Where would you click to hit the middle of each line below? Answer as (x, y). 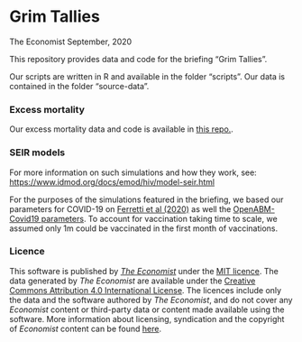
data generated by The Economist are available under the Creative (133, 281)
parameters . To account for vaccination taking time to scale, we (159, 218)
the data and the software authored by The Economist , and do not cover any (151, 300)
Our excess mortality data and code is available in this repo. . (122, 129)
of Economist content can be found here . (86, 328)
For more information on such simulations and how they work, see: (133, 172)
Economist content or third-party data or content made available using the (147, 310)
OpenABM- (254, 208)
